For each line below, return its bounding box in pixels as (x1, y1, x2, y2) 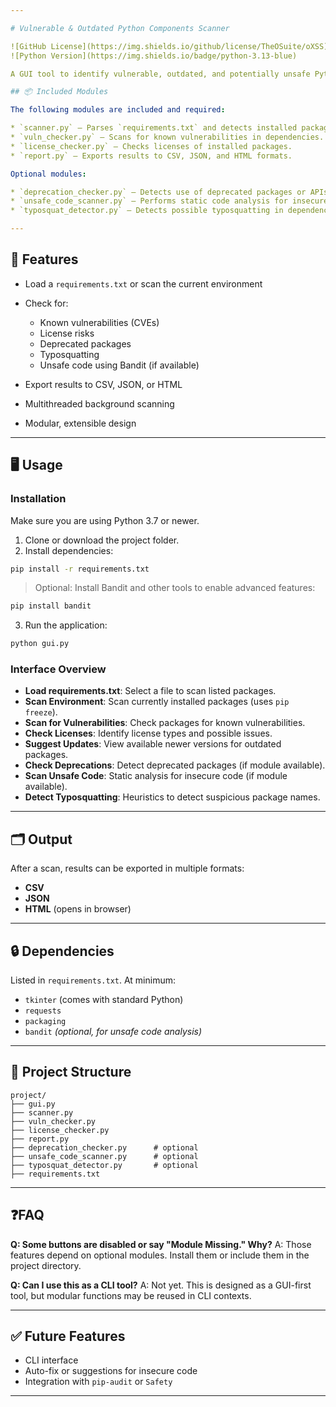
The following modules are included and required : (10, 105, 226, 115)
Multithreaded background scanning (24, 397, 175, 410)
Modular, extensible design (24, 417, 137, 429)
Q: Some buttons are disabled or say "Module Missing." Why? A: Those (10, 1238, 312, 1250)
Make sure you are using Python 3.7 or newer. (10, 514, 200, 526)
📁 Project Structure (10, 1064, 132, 1081)
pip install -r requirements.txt (10, 564, 150, 574)
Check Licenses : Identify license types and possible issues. (24, 727, 273, 740)
